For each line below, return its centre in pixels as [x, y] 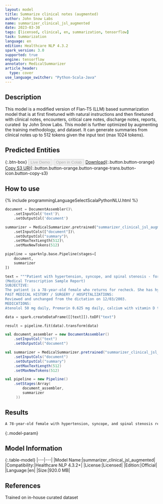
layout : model [19, 9]
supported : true [21, 55]
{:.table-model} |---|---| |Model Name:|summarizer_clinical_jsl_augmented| [80, 460]
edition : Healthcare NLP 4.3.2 [37, 46]
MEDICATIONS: [18, 303]
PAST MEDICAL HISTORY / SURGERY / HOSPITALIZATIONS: [59, 295]
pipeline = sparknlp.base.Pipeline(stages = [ [51, 254]
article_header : [21, 69]
